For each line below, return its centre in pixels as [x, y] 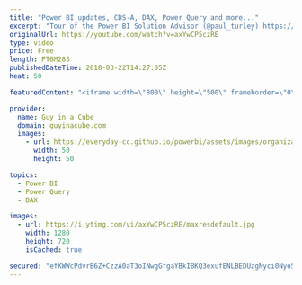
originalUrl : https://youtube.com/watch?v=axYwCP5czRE [114, 34]
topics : [24, 175]
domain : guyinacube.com [62, 125]
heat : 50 [26, 76]
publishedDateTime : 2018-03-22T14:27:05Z [88, 68]
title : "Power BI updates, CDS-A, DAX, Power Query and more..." [134, 18]
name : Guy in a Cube [56, 117]
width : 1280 [48, 233]
